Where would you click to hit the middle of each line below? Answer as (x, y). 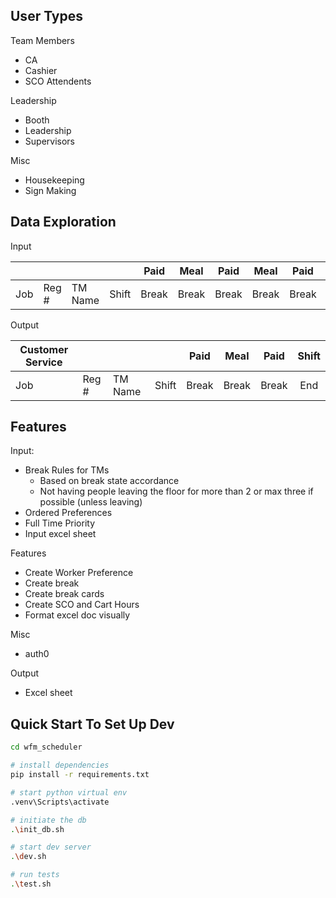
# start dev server (51, 847)
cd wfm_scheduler (46, 747)
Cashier (41, 70)
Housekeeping (54, 180)
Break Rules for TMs (67, 470)
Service (43, 362)
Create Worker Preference (79, 573)
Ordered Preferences (68, 513)
